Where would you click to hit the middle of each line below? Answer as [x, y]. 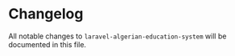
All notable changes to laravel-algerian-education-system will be [117, 36]
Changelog [46, 14]
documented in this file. [47, 44]
